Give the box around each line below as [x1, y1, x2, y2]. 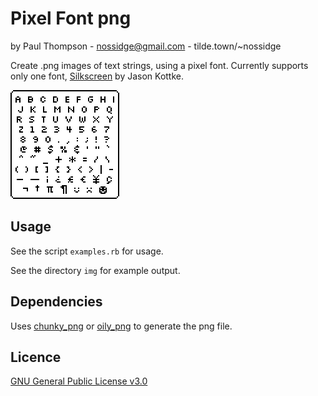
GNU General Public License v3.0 [10, 375, 148, 387]
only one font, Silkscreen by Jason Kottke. [10, 70, 185, 82]
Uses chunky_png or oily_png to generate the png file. [10, 320, 233, 332]
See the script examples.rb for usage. [10, 245, 164, 257]
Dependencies [10, 293, 103, 311]
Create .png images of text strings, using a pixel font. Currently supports [10, 59, 309, 71]
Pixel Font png [10, 7, 132, 30]
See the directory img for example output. [10, 264, 181, 276]
